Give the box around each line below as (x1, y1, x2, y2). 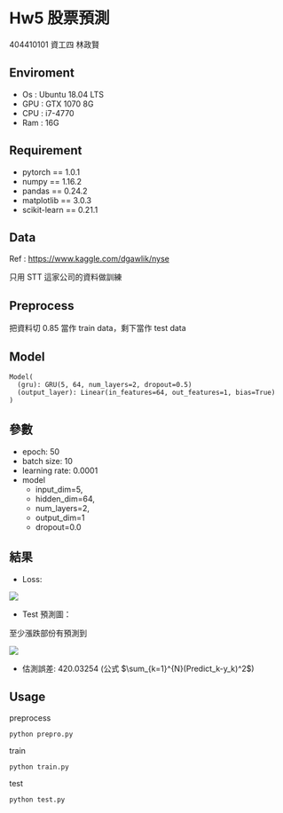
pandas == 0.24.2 (21, 185, 88, 196)
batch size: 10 (21, 455, 73, 466)
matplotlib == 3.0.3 (21, 194, 91, 205)
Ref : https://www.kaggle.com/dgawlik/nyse (9, 254, 170, 264)
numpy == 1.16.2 (21, 176, 83, 186)
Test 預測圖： (21, 609, 72, 620)
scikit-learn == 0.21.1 (21, 204, 98, 215)
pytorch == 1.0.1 (21, 166, 81, 178)
